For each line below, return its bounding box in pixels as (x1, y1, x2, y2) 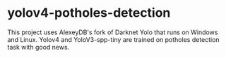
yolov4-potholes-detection (7, 5, 171, 21)
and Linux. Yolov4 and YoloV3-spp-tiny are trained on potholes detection (7, 35, 220, 43)
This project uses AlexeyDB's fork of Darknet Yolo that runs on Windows (7, 28, 218, 36)
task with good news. (7, 43, 70, 51)
